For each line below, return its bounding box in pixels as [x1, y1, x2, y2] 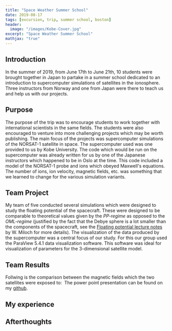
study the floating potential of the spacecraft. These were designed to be [5, 207, 160, 213]
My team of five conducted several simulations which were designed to [5, 202, 157, 208]
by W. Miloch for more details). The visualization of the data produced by [5, 229, 160, 236]
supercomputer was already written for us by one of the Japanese [5, 152, 145, 158]
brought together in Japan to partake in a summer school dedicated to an [5, 74, 160, 80]
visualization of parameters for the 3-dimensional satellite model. [5, 246, 143, 252]
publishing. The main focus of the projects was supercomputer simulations [5, 135, 163, 142]
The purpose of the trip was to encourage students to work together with [5, 119, 160, 125]
